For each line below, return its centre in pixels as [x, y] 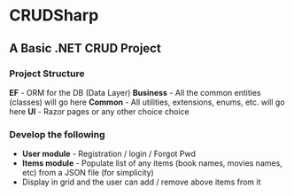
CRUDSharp [54, 16]
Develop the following [57, 134]
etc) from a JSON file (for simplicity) [88, 173]
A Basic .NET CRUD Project [85, 48]
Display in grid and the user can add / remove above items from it [141, 182]
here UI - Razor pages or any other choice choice [99, 111]
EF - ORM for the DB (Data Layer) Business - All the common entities [135, 92]
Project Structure [47, 74]
